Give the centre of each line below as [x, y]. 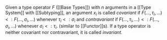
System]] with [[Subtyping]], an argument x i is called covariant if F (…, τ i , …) [84, 13]
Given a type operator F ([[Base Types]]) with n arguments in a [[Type [78, 7]
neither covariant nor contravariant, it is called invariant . [64, 32]
